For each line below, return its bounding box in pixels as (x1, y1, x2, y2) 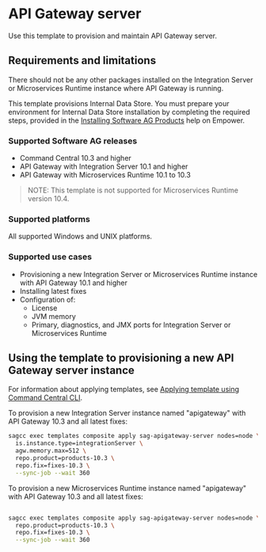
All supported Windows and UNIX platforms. (8, 231, 153, 242)
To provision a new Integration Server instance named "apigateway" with (8, 409, 246, 418)
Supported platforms (8, 213, 91, 224)
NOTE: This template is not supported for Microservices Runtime (27, 185, 239, 195)
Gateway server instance (8, 364, 135, 377)
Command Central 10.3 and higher (19, 154, 132, 163)
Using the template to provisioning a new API (8, 352, 234, 365)
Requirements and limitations (8, 54, 157, 67)
